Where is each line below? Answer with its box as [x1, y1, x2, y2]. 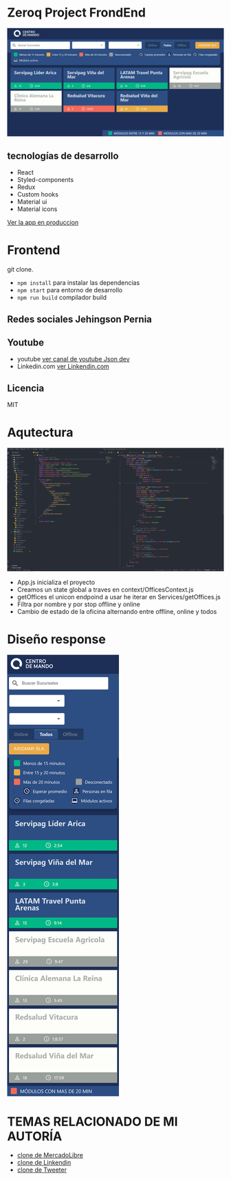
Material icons [16, 205, 58, 213]
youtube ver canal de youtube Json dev [16, 355, 130, 363]
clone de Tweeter [16, 1166, 67, 1174]
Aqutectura [7, 425, 74, 441]
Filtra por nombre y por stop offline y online [16, 600, 141, 608]
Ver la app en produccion [7, 219, 79, 227]
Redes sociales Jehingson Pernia [7, 313, 153, 325]
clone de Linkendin [16, 1159, 71, 1167]
